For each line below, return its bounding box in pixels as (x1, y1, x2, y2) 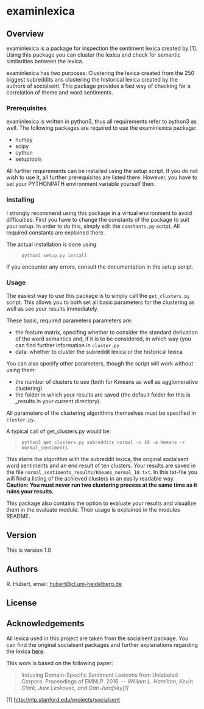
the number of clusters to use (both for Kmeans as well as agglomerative (15, 378, 199, 385)
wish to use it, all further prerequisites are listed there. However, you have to (6, 174, 198, 181)
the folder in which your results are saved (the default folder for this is (15, 391, 191, 398)
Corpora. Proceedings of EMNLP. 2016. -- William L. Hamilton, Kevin (21, 677, 193, 685)
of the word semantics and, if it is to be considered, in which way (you (15, 335, 192, 342)
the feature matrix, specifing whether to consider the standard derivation (15, 328, 198, 336)
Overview (6, 29, 44, 39)
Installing (6, 196, 35, 204)
